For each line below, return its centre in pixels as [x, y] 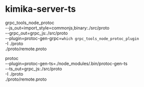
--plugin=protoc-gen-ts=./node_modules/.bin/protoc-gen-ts [66, 63]
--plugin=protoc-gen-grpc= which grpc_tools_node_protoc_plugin [72, 38]
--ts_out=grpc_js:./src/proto [34, 69]
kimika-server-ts [40, 9]
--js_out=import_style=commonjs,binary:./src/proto [57, 28]
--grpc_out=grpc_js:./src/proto [36, 33]
